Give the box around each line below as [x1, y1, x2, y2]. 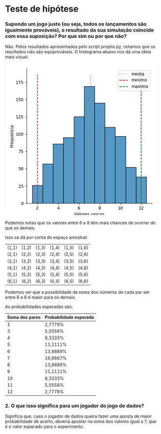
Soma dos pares [7, 314, 41, 320]
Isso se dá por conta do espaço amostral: [5, 234, 88, 240]
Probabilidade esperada [45, 314, 95, 320]
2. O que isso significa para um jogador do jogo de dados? [5, 402, 145, 409]
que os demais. [5, 225, 36, 231]
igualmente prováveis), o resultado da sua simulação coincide [5, 27, 154, 33]
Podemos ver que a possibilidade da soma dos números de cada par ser [5, 289, 150, 295]
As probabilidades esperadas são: [5, 304, 73, 310]
